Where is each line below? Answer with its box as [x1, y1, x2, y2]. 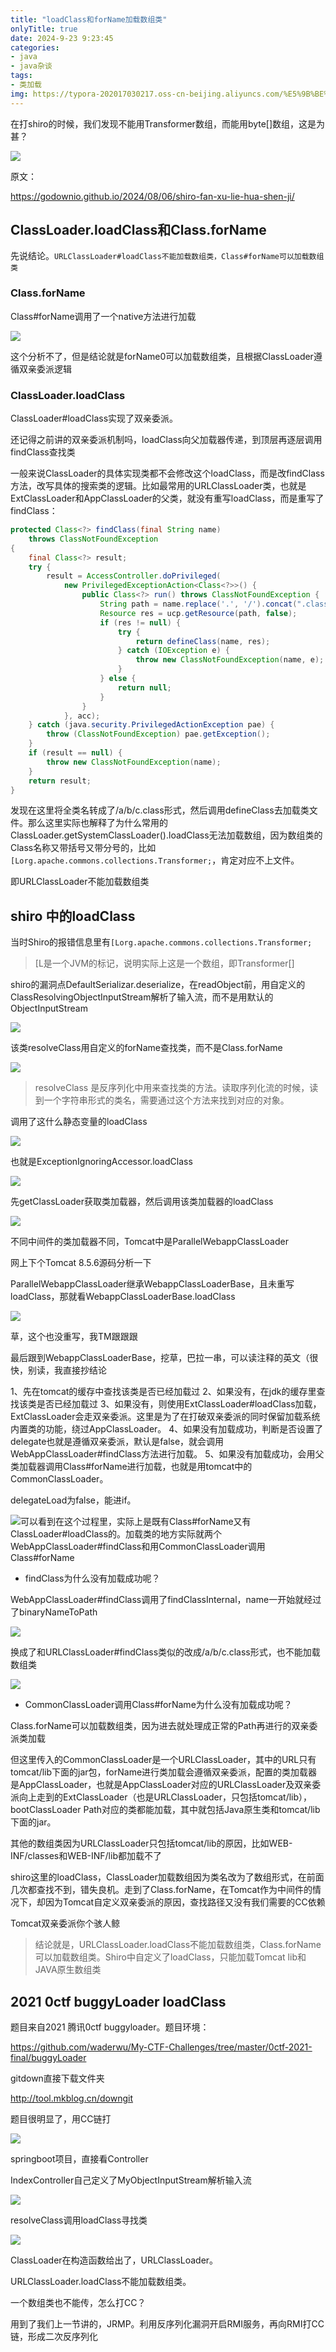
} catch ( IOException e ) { [117, 646, 230, 656]
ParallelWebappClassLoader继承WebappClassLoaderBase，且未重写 [10, 1278, 295, 1290]
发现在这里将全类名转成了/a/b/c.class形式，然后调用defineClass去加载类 [10, 804, 310, 816]
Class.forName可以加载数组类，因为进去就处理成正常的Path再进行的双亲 [10, 1720, 310, 1732]
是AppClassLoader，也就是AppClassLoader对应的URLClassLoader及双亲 [10, 1779, 313, 1791]
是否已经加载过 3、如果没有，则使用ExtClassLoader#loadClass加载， [36, 1398, 322, 1410]
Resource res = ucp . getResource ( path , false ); [99, 608, 298, 618]
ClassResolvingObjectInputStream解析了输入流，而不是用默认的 [10, 991, 274, 1003]
